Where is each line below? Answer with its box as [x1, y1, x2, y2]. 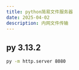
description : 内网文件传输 [6, 20, 69, 26]
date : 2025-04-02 [6, 14, 50, 21]
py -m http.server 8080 [6, 59, 66, 65]
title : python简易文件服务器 [6, 8, 74, 15]
